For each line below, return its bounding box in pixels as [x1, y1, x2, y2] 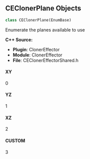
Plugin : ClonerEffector [12, 46, 60, 52]
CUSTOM [5, 137, 25, 144]
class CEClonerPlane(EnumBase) [5, 17, 72, 22]
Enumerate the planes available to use [5, 26, 85, 33]
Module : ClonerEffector [12, 52, 63, 58]
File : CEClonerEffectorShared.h [12, 57, 79, 63]
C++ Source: [5, 37, 33, 43]
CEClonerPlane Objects [5, 4, 81, 13]
